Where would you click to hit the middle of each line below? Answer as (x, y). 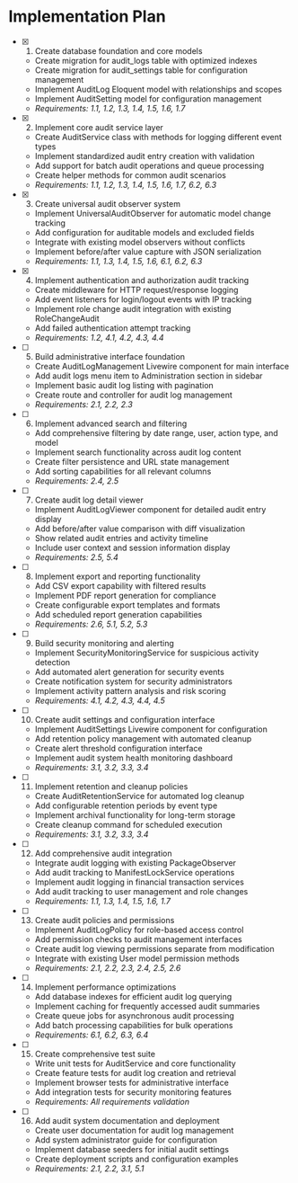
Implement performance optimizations (105, 987)
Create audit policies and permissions (105, 920)
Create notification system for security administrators (133, 681)
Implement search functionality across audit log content (138, 452)
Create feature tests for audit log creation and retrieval (136, 1072)
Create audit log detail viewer (89, 500)
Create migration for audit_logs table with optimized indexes (146, 60)
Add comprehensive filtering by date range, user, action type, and (157, 432)
